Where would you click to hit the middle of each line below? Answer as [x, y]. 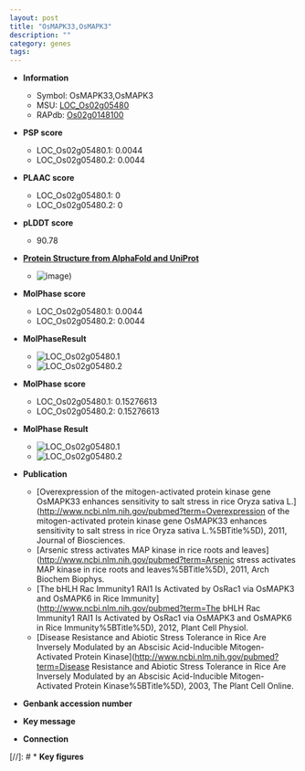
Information [46, 78]
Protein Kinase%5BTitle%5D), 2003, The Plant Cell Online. [184, 686]
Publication [45, 474]
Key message [49, 722]
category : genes [40, 43]
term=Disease [63, 667]
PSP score [42, 132]
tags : [20, 52]
